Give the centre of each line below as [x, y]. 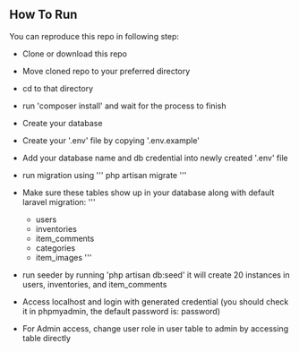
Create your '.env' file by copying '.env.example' [111, 140]
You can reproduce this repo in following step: [94, 36]
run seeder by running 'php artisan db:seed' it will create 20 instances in [156, 275]
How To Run [43, 15]
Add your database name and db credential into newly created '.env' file [155, 158]
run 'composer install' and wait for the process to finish [124, 106]
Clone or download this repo [75, 54]
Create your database [62, 123]
